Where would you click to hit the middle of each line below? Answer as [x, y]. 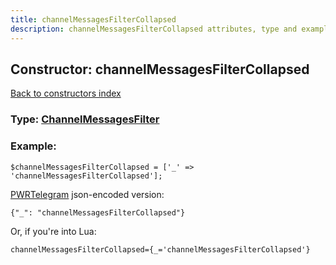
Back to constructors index [66, 93]
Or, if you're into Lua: [53, 231]
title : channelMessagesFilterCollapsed [93, 19]
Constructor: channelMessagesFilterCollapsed [160, 69]
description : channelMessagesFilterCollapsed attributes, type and [154, 29]
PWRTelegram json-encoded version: [87, 194]
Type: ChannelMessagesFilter [85, 119]
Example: [33, 146]
